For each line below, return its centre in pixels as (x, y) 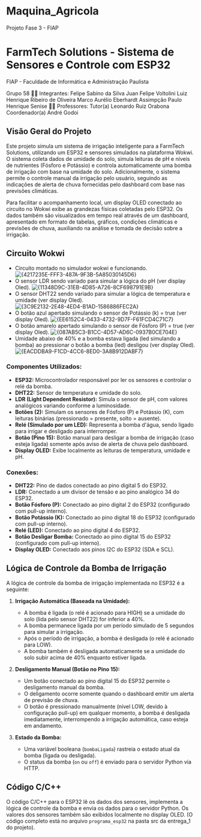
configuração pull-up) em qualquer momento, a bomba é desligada (107, 713)
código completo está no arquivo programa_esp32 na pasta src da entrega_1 (98, 821)
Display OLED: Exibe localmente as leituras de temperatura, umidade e (103, 450)
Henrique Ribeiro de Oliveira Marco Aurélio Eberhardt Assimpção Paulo (94, 99)
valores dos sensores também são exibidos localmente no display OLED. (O (100, 814)
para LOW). (38, 644)
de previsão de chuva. (51, 700)
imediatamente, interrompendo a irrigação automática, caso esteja (106, 719)
